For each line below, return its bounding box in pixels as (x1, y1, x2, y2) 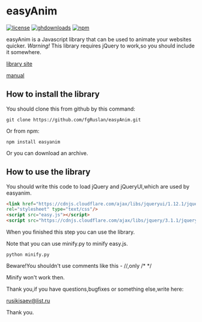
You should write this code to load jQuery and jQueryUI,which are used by (6, 183, 190, 190)
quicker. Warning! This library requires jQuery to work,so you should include (6, 42, 195, 49)
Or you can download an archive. (6, 149, 88, 157)
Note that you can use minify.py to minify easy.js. (6, 240, 128, 248)
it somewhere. (6, 48, 41, 55)
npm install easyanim (6, 139, 61, 145)
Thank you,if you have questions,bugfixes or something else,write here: (6, 285, 184, 293)
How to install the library (6, 89, 100, 100)
